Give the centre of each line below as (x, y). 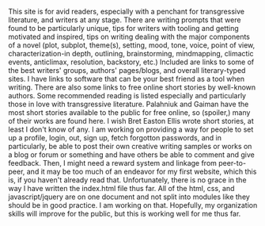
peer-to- (233, 163)
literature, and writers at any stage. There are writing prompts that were (125, 20)
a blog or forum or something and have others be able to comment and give (131, 155)
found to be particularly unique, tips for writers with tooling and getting (123, 28)
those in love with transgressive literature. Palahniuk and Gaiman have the (129, 104)
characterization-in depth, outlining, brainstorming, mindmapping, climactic (131, 54)
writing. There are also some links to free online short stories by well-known (132, 87)
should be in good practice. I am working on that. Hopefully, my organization (133, 205)
